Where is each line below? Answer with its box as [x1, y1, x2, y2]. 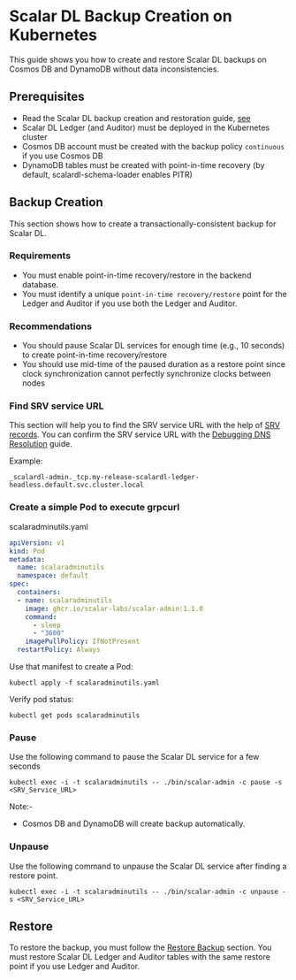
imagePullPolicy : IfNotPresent [25, 637, 140, 647]
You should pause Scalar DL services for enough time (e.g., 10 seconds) [21, 341, 285, 351]
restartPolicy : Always [17, 646, 101, 655]
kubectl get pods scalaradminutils [9, 711, 140, 720]
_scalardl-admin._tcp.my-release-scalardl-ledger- [9, 473, 200, 482]
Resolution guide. [9, 439, 73, 449]
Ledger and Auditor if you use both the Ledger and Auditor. [21, 298, 238, 309]
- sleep [32, 621, 62, 630]
